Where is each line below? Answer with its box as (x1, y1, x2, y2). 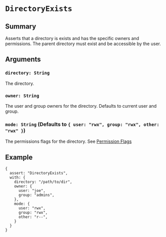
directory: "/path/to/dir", (14, 179, 72, 184)
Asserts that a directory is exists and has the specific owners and (5, 36, 140, 41)
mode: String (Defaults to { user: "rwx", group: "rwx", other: (5, 121, 160, 128)
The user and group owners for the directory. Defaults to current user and (5, 103, 157, 109)
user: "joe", (18, 188, 46, 193)
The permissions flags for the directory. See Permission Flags (5, 138, 132, 144)
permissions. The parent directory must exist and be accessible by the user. (5, 41, 161, 47)
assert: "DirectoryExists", (9, 171, 68, 176)
